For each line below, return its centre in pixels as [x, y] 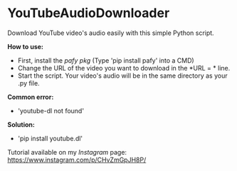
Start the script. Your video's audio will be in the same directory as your [122, 76]
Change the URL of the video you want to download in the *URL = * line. [124, 68]
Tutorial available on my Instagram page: [67, 152]
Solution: [21, 124]
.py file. [29, 83]
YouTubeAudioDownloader [89, 13]
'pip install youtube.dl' [50, 138]
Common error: [31, 97]
